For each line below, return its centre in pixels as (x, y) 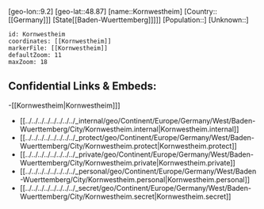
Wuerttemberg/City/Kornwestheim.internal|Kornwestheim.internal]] (129, 129)
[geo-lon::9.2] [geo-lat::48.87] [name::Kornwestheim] (96, 11)
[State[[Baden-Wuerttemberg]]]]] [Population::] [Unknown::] (151, 20)
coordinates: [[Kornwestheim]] (60, 41)
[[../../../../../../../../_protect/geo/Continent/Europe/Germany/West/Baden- (137, 137)
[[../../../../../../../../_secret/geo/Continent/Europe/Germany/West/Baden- (136, 188)
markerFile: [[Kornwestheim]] (58, 48)
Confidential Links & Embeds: (82, 86)
